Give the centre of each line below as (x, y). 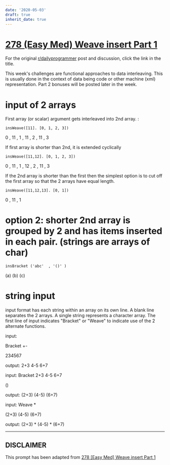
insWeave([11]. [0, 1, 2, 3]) (37, 128)
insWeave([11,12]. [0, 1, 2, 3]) (40, 157)
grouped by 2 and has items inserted (84, 231)
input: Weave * (21, 405)
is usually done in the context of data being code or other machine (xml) (80, 79)
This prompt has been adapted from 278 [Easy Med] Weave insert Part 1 (80, 457)
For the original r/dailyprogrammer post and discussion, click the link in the (83, 58)
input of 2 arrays (41, 105)
